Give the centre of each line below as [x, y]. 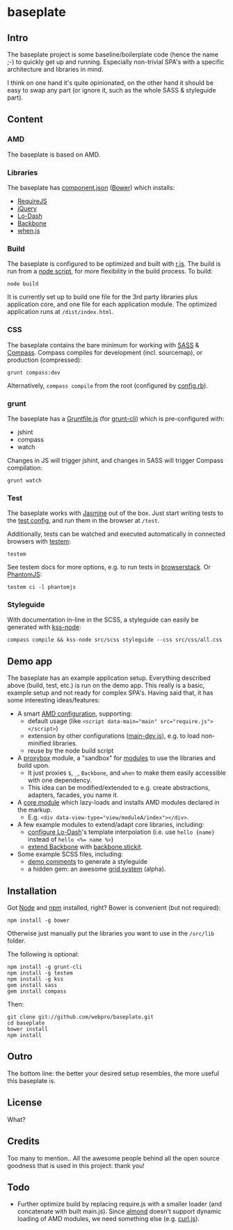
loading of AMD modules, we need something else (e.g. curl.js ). [109, 1219]
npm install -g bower [39, 921]
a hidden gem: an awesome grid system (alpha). [97, 869]
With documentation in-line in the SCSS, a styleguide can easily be [103, 620]
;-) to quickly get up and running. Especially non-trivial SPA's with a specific [116, 62]
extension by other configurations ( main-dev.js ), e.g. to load [114, 736]
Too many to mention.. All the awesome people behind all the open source [114, 1158]
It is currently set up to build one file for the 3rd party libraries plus [103, 297]
